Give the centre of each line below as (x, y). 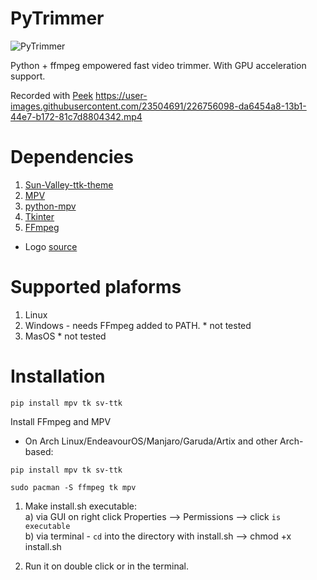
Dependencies (72, 157)
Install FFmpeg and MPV (61, 421)
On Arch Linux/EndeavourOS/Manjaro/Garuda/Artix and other (151, 441)
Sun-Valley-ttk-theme (69, 184)
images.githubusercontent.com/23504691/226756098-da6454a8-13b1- (158, 106)
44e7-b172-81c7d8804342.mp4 (76, 116)
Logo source (51, 246)
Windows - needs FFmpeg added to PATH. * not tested (138, 325)
